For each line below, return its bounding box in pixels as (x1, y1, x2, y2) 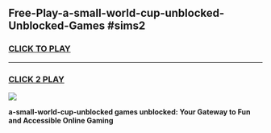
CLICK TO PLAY (8, 44, 71, 55)
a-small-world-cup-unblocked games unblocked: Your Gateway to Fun (8, 106, 251, 116)
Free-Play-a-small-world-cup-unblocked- (8, 6, 225, 20)
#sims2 (107, 19, 146, 33)
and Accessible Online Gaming (8, 115, 114, 125)
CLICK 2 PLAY (8, 73, 65, 85)
